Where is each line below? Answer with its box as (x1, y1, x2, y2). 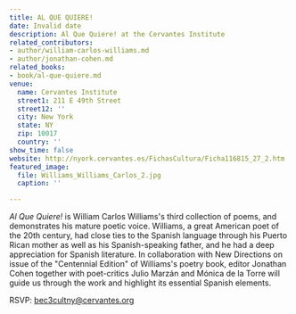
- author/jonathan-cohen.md (9, 54, 114, 63)
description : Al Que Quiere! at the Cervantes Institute (9, 29, 226, 38)
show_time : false (9, 145, 74, 154)
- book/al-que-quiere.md (9, 71, 102, 80)
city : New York (17, 112, 74, 121)
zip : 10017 (17, 129, 58, 138)
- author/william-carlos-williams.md (9, 46, 150, 55)
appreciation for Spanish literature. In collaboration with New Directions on (9, 249, 284, 260)
